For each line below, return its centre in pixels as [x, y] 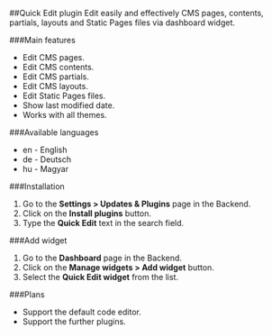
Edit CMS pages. [54, 57]
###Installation [37, 186]
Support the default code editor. [82, 312]
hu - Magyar [45, 169]
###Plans [27, 295]
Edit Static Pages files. [64, 95]
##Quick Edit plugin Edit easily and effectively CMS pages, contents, [136, 13]
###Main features [43, 40]
